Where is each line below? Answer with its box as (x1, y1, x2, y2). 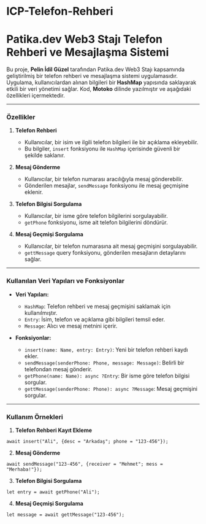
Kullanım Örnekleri (6, 412, 63, 421)
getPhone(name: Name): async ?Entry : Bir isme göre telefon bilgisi (24, 372, 190, 379)
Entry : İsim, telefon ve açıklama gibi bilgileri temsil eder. (24, 315, 166, 323)
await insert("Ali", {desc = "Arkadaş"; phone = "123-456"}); (6, 439, 169, 445)
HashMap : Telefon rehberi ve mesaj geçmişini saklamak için (24, 302, 171, 310)
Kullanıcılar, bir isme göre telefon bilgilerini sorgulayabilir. (24, 212, 168, 220)
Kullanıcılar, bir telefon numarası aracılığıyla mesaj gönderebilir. (24, 175, 183, 183)
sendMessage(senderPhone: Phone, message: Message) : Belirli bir (24, 359, 185, 366)
